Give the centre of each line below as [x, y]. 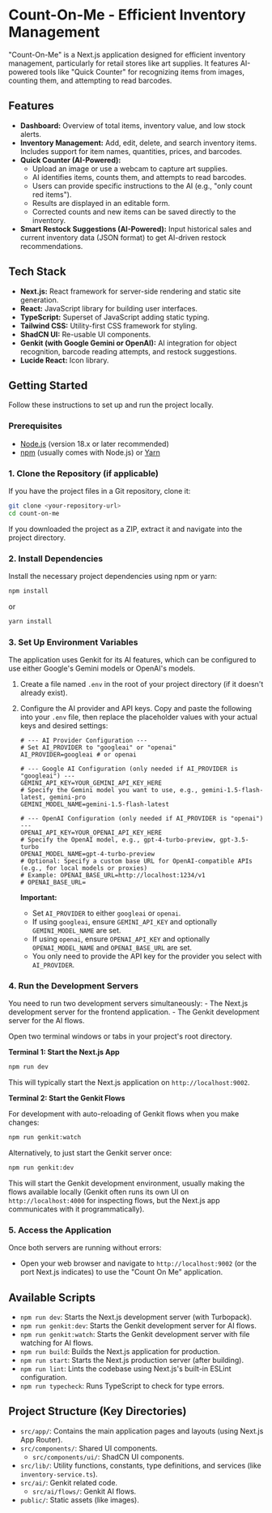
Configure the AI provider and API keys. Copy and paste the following [136, 709]
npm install [28, 591]
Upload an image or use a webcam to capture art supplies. [130, 169]
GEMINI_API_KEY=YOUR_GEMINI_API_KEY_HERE [91, 783]
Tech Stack [37, 272]
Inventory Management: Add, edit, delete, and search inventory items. [138, 143]
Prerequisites [35, 426]
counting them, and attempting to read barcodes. [90, 80]
